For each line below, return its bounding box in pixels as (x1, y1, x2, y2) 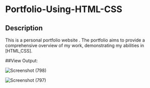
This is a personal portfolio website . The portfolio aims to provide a (5, 37, 145, 43)
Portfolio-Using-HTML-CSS (5, 4, 122, 15)
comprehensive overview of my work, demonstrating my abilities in (5, 42, 144, 49)
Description (5, 24, 43, 32)
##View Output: (5, 58, 38, 64)
